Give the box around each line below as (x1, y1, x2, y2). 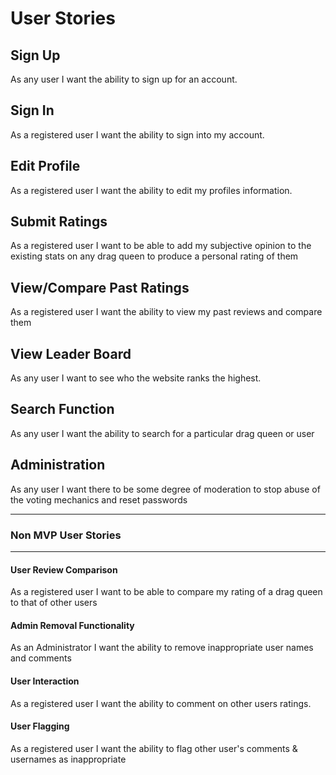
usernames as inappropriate (10, 753, 127, 765)
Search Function (10, 401, 115, 418)
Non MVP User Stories (10, 528, 122, 542)
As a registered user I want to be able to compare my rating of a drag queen (10, 586, 323, 598)
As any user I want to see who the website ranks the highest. (10, 372, 262, 384)
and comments (10, 652, 72, 664)
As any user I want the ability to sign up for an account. (10, 73, 238, 85)
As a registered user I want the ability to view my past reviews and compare (10, 306, 323, 318)
